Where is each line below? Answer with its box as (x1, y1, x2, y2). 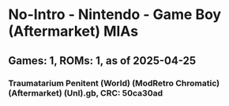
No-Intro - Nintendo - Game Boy (8, 6, 222, 24)
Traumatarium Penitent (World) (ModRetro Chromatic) (8, 78, 220, 89)
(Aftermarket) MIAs (8, 22, 139, 40)
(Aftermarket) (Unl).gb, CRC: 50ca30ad (8, 87, 163, 98)
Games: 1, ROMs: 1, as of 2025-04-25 (8, 54, 197, 67)
